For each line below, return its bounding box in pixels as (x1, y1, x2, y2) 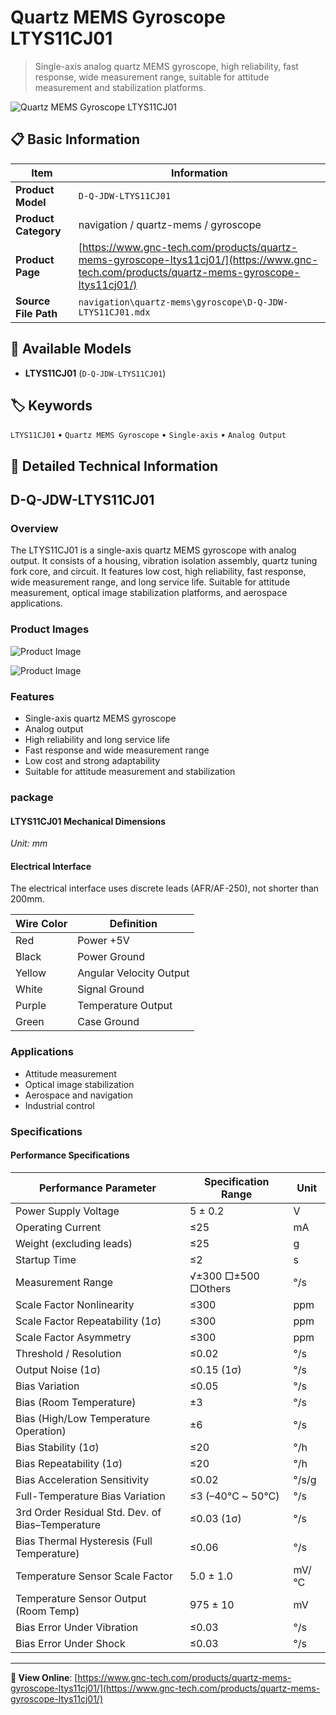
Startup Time (15, 1252, 77, 1266)
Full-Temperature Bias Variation (15, 1489, 166, 1503)
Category (15, 224, 62, 238)
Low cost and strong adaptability (24, 755, 161, 767)
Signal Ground (77, 982, 145, 996)
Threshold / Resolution (15, 1346, 122, 1360)
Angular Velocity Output (77, 966, 190, 980)
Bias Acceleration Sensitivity (15, 1472, 150, 1486)
